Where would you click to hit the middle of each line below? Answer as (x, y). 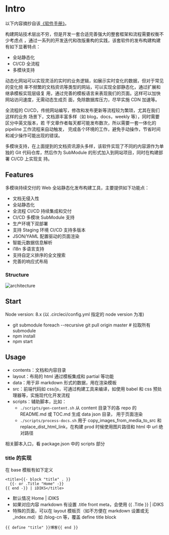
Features (19, 175)
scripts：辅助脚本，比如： (39, 402)
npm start (22, 341)
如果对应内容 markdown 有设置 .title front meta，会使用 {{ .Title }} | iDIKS (88, 504)
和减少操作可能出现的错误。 (34, 135)
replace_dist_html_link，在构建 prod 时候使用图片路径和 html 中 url (89, 427)
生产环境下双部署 (30, 223)
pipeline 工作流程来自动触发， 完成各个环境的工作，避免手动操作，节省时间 (83, 129)
